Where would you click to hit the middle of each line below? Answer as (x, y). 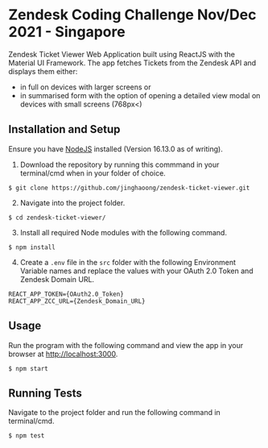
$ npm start (28, 368)
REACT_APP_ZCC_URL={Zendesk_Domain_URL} (77, 301)
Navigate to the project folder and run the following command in (115, 413)
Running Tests (45, 393)
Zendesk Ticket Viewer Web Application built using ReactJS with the (122, 54)
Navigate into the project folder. (72, 202)
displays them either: (43, 71)
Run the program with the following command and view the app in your (126, 345)
